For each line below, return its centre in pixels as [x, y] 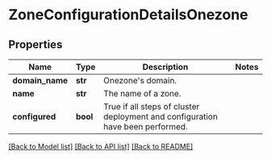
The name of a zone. [142, 94]
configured [34, 116]
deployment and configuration [161, 116]
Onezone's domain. [140, 80]
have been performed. [146, 126]
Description [165, 67]
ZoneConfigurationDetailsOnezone [128, 15]
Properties [35, 45]
